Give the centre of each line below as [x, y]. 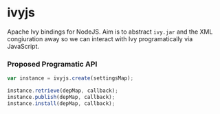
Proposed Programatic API [52, 64]
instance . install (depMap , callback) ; [61, 103]
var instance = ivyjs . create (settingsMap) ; [70, 78]
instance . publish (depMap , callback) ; [61, 97]
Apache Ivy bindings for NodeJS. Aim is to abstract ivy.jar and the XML [110, 32]
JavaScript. [23, 46]
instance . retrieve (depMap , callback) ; [63, 91]
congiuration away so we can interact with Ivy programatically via [100, 38]
